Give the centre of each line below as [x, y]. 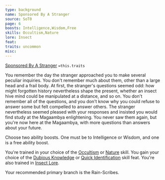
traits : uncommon [23, 47]
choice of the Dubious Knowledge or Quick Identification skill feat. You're [80, 157]
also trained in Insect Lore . [32, 163]
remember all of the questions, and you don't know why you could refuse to [82, 101]
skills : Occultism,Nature [32, 33]
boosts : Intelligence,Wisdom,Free [41, 28]
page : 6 [13, 24]
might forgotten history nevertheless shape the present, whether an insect [81, 91]
